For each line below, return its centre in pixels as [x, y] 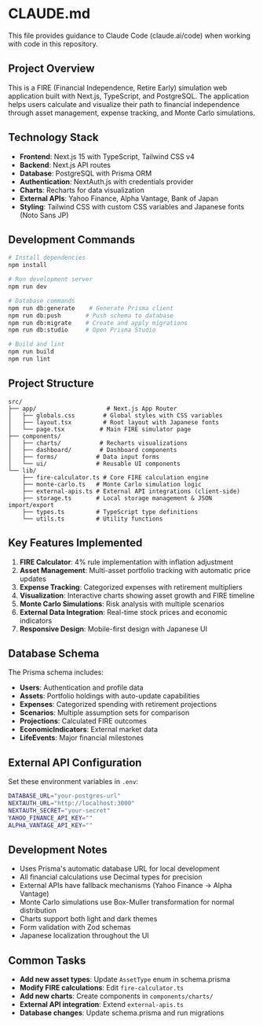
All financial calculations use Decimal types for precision [111, 877]
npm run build [31, 352]
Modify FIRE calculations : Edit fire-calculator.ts [102, 988]
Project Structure [51, 384]
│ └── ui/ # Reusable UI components [94, 464]
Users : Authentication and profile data [81, 688]
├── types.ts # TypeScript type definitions [110, 512]
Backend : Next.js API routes [65, 165]
